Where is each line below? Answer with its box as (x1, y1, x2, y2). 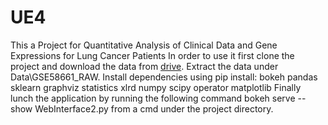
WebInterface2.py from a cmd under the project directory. (34, 102, 274, 115)
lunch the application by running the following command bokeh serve (10, 92, 296, 104)
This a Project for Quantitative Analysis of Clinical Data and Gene (10, 39, 278, 51)
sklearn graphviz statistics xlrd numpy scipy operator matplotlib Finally (10, 81, 302, 93)
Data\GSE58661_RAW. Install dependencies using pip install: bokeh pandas (10, 71, 318, 83)
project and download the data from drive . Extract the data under (10, 60, 279, 72)
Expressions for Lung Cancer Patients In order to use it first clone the (10, 49, 295, 61)
